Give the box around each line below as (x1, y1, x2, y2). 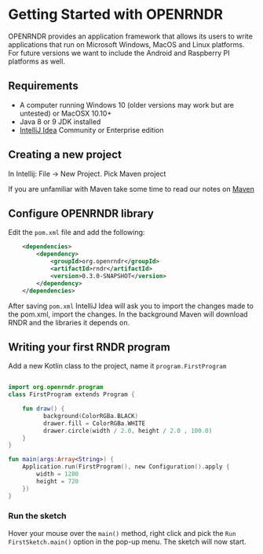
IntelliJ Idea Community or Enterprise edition (19, 125, 164, 134)
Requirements (8, 79, 79, 93)
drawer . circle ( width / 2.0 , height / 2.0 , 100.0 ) (42, 427, 213, 435)
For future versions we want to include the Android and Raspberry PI (8, 48, 230, 57)
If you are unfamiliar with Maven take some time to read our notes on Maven (8, 184, 255, 193)
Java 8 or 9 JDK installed (19, 116, 101, 127)
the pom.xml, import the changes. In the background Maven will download (8, 309, 249, 319)
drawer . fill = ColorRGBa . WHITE (42, 419, 146, 427)
